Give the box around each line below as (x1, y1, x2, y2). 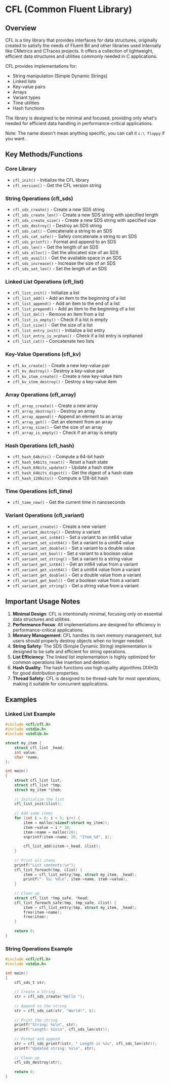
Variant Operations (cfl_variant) (5, 512, 84, 519)
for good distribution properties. (12, 670, 79, 676)
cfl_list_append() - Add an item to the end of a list (12, 300, 120, 307)
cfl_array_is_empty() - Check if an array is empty (12, 429, 118, 435)
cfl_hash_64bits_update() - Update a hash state (12, 464, 114, 470)
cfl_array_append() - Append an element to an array (12, 413, 123, 419)
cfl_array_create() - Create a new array (12, 403, 98, 409)
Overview (5, 24, 37, 32)
